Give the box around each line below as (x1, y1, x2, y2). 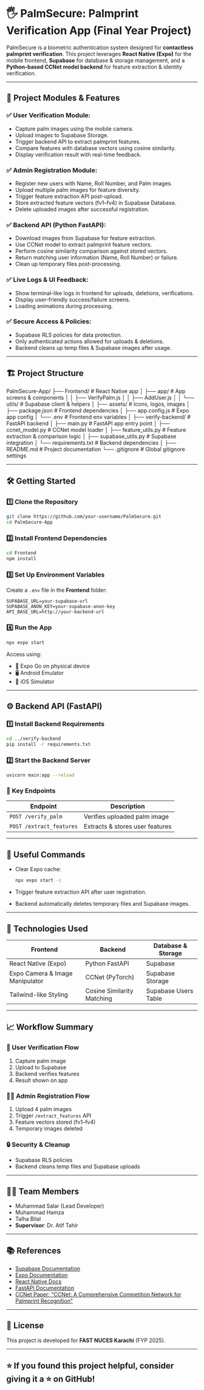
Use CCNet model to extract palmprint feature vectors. (15, 241, 152, 248)
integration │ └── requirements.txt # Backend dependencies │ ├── (6, 439, 177, 446)
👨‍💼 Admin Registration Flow (6, 1092, 90, 1100)
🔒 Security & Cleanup (6, 1140, 70, 1149)
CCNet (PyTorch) (85, 973, 135, 981)
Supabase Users (146, 987, 194, 995)
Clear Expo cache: (15, 866, 62, 873)
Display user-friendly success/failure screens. (15, 296, 131, 303)
